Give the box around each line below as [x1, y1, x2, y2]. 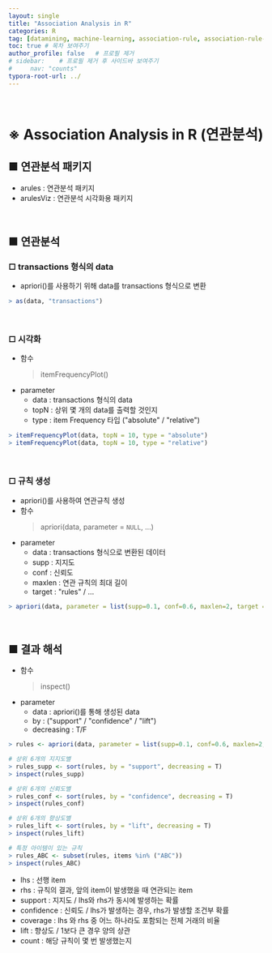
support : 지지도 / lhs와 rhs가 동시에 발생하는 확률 [19, 895, 180, 904]
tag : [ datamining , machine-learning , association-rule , [8, 34, 201, 43]
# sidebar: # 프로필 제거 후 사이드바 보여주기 [8, 58, 159, 66]
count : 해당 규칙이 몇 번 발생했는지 [19, 935, 132, 945]
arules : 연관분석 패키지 [19, 183, 96, 193]
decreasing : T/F [32, 724, 87, 734]
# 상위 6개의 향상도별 [8, 814, 71, 823]
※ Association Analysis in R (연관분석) [8, 125, 264, 143]
